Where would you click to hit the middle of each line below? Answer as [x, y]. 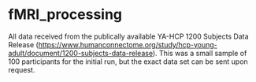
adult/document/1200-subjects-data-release [81, 53]
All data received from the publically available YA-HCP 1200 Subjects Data [128, 36]
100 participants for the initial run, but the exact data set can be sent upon [128, 61]
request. [22, 69]
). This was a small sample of [200, 53]
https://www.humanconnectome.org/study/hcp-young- [128, 44]
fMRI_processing [65, 15]
